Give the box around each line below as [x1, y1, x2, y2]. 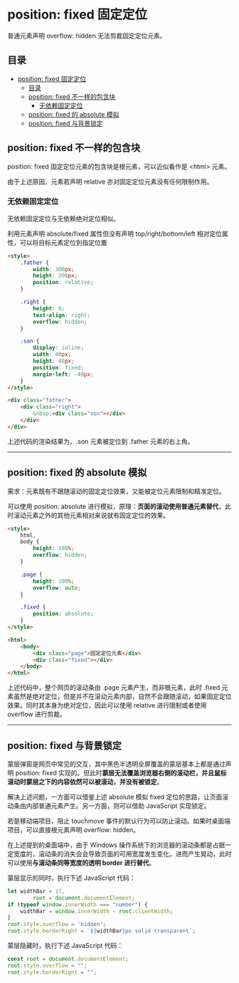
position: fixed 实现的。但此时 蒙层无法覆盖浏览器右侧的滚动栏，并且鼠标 [15, 768, 227, 777]
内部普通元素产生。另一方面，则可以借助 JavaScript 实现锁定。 [26, 801, 211, 810]
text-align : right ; [33, 311, 91, 319]
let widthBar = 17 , [7, 888, 65, 895]
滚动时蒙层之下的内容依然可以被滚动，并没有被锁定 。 [7, 777, 164, 786]
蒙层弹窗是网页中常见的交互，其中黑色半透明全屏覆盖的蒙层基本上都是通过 [7, 759, 225, 768]
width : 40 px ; [33, 351, 72, 358]
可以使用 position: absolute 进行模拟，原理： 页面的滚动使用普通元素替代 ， [7, 502, 225, 510]
